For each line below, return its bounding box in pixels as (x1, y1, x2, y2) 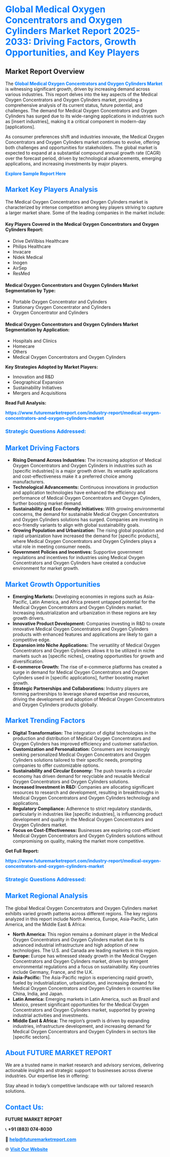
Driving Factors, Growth (33, 36, 137, 48)
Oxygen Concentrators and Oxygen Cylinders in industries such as (12, 462, 152, 469)
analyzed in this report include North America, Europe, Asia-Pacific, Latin (5, 916, 158, 922)
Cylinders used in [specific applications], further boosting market (12, 674, 149, 680)
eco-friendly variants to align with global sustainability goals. (12, 522, 140, 528)
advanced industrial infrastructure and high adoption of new (12, 942, 139, 948)
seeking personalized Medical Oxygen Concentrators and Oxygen (12, 751, 151, 758)
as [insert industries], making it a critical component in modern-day (5, 119, 146, 124)
